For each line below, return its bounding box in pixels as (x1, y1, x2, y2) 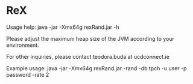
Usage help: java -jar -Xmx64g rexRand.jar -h (6, 23, 119, 31)
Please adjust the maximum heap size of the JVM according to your (6, 35, 175, 42)
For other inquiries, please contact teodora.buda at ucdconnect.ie (6, 53, 170, 60)
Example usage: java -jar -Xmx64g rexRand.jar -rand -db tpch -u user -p (6, 64, 187, 72)
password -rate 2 (6, 71, 49, 78)
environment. (6, 41, 39, 49)
